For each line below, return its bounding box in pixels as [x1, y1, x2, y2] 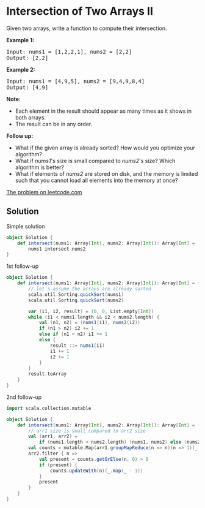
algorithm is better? [15, 164, 64, 171]
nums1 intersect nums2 [28, 246, 86, 252]
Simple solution [6, 222, 45, 230]
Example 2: [6, 66, 35, 73]
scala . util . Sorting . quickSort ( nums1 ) [28, 291, 124, 298]
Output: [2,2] [6, 54, 49, 61]
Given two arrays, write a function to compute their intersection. [6, 25, 167, 32]
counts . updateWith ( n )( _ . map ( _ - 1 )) [49, 468, 143, 474]
